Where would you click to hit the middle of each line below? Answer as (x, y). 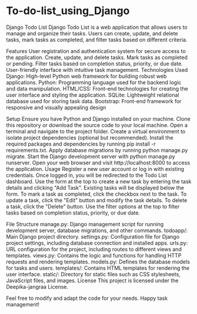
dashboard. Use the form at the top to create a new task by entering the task (99, 181)
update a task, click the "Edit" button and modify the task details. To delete (97, 200)
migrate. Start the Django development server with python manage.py (91, 156)
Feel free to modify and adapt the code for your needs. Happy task (87, 298)
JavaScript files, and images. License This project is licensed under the (92, 280)
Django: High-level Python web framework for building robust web (86, 76)
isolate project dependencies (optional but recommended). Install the (90, 137)
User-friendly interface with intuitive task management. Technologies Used (97, 70)
